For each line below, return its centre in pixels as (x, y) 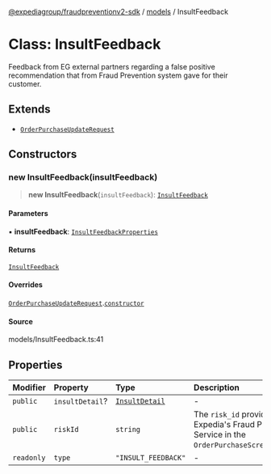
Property (71, 387)
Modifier (29, 387)
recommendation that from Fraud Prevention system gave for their (118, 75)
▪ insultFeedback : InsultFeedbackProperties (83, 231)
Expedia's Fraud (224, 425)
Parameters (28, 214)
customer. (25, 83)
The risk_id (217, 414)
